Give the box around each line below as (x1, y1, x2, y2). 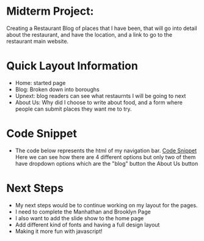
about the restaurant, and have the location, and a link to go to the (6, 31, 173, 38)
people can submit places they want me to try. (15, 105, 133, 113)
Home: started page (15, 79, 66, 86)
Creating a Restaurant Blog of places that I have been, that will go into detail (6, 24, 197, 32)
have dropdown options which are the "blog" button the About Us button (15, 160, 199, 167)
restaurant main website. (6, 37, 69, 45)
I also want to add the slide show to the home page (15, 214, 144, 221)
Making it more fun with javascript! (15, 228, 103, 235)
